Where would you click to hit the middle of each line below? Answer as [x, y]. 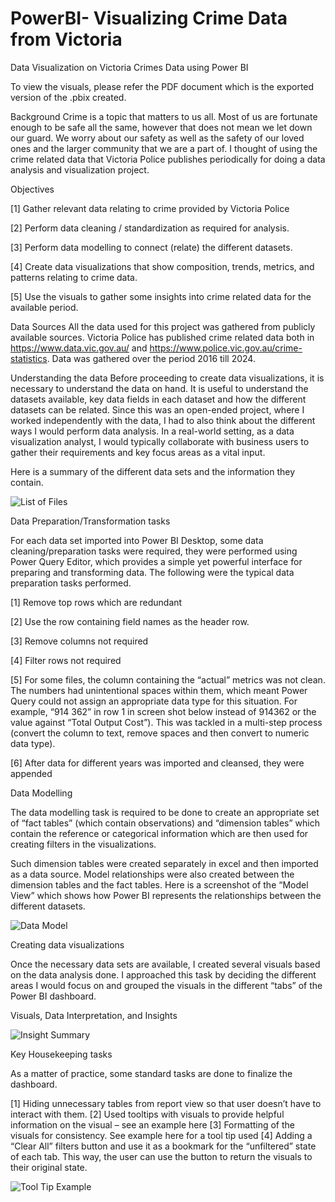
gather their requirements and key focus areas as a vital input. [138, 452]
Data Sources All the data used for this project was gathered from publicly [163, 326]
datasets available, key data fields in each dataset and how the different [158, 399]
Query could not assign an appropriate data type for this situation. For [154, 701]
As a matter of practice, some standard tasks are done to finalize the [151, 1073]
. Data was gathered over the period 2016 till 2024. [151, 358]
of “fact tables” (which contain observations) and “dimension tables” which [165, 823]
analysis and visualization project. [80, 169]
